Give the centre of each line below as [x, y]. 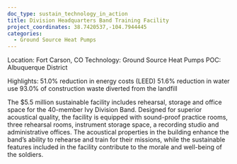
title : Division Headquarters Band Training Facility [88, 20]
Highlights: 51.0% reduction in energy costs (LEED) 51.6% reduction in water [118, 81]
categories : [25, 33]
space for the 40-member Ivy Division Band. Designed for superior [105, 110]
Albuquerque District [37, 68]
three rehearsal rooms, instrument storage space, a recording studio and [113, 125]
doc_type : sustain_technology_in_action [68, 14]
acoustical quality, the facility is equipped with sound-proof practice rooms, [118, 118]
